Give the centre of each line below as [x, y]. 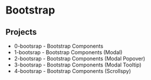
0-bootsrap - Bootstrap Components [59, 46]
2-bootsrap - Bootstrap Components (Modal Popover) [80, 59]
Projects [21, 32]
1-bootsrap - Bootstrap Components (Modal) [68, 52]
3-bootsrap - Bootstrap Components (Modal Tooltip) [78, 65]
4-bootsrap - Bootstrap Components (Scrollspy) [72, 71]
